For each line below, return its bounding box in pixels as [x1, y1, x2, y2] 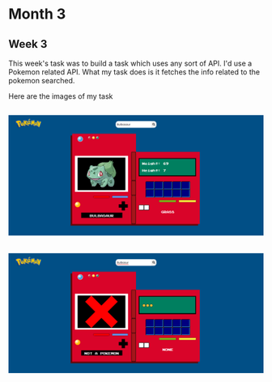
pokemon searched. [8, 76, 75, 85]
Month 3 [8, 5, 66, 23]
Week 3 [8, 37, 48, 51]
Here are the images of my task [8, 91, 113, 101]
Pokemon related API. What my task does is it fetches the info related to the [8, 67, 261, 77]
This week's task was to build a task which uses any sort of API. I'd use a [8, 58, 253, 68]
